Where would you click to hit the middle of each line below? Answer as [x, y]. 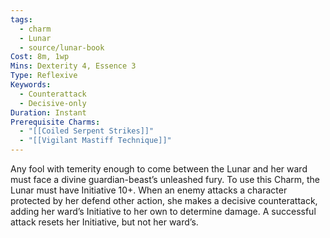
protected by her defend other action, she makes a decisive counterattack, [164, 200]
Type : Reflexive [44, 76]
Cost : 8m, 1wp [40, 57]
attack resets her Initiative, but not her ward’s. [104, 222]
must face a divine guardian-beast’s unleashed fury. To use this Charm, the [165, 179]
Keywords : [31, 85]
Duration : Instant [48, 112]
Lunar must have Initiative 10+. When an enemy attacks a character [149, 190]
